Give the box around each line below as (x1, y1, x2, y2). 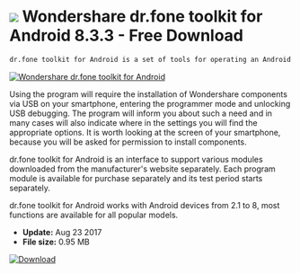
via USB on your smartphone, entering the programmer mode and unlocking (9, 98, 291, 109)
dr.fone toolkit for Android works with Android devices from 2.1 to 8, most (9, 199, 280, 210)
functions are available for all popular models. (9, 209, 179, 220)
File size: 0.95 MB (22, 236, 90, 247)
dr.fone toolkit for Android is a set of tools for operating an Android (9, 55, 292, 64)
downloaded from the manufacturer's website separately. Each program (9, 163, 276, 174)
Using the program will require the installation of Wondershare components (9, 88, 287, 100)
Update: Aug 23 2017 (22, 226, 102, 237)
